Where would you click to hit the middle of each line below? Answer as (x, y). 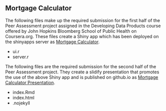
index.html (23, 97)
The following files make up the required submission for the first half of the (83, 20)
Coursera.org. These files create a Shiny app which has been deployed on (82, 36)
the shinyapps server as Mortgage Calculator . (52, 42)
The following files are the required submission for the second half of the (81, 66)
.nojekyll (21, 103)
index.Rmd (24, 92)
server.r (21, 57)
